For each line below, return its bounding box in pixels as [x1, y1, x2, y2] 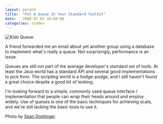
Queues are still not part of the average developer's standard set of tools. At [5, 63, 158, 69]
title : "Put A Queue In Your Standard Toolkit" [5, 12, 106, 17]
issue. [5, 54, 17, 60]
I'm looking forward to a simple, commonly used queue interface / [5, 88, 138, 94]
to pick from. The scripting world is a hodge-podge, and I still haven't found [5, 74, 157, 80]
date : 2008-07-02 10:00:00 [5, 16, 64, 21]
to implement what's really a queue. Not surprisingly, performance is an [5, 49, 149, 55]
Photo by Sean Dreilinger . [5, 113, 56, 120]
